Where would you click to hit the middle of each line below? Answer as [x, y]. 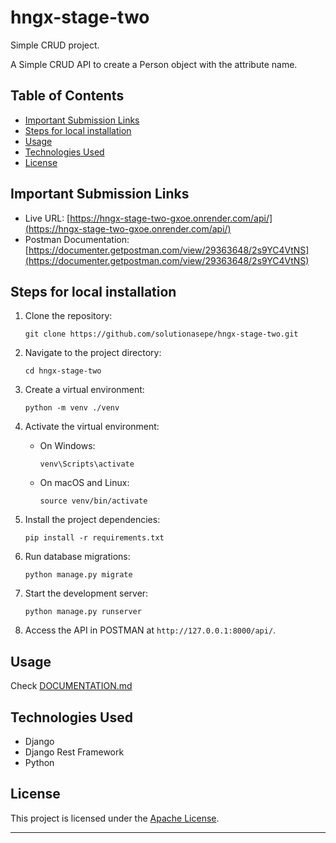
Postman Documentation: [77, 239]
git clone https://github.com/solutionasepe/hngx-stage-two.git [161, 334]
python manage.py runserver [83, 612]
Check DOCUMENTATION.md [71, 686]
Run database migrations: [77, 557]
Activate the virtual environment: [92, 427]
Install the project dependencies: [92, 520]
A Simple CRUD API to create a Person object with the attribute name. [154, 64]
